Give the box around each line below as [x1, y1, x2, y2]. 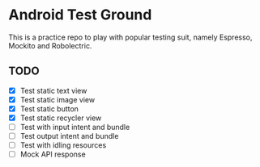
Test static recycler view [19, 113, 102, 123]
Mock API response [19, 149, 87, 159]
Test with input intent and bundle [19, 123, 130, 132]
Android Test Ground [8, 6, 152, 24]
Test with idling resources [19, 140, 107, 150]
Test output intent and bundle [19, 132, 119, 141]
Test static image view [19, 94, 96, 104]
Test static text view [19, 86, 87, 95]
